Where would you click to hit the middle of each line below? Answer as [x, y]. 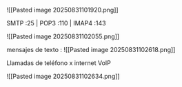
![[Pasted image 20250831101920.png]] [62, 10]
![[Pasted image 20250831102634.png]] [63, 76]
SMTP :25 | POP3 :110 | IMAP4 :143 [56, 23]
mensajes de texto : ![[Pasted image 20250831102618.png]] [91, 50]
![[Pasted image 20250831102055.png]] [63, 36]
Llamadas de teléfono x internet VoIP [59, 63]
